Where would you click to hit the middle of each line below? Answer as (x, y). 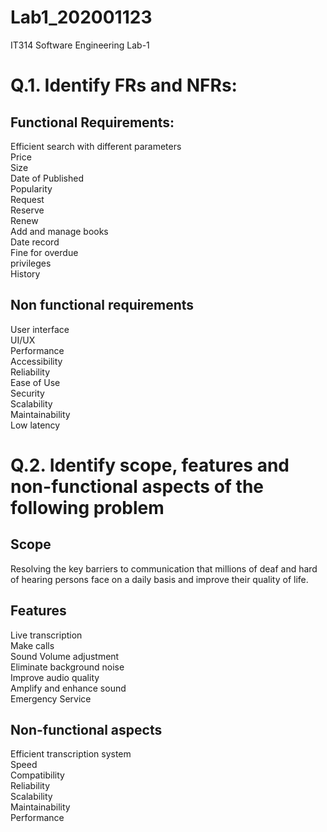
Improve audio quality (55, 677)
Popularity (31, 188)
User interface (40, 329)
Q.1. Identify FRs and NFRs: (124, 85)
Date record (35, 242)
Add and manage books (59, 231)
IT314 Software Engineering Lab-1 (80, 45)
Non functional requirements (102, 305)
